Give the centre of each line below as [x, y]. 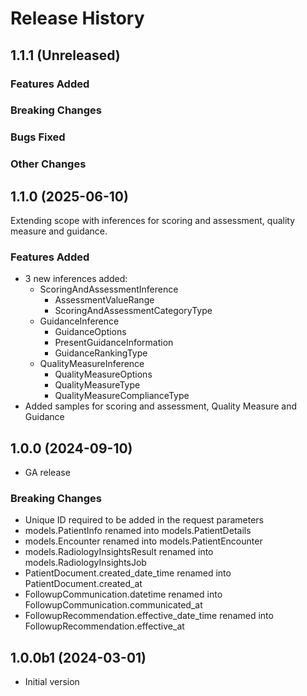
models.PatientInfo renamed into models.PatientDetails [138, 531]
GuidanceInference [79, 321]
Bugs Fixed [38, 137]
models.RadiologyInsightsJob [85, 563]
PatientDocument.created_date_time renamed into [128, 573]
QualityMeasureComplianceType [122, 396]
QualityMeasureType [97, 385]
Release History [77, 18]
